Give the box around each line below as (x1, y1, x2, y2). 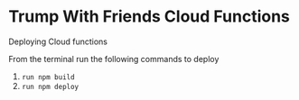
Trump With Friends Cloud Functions (8, 6, 291, 27)
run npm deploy (21, 82, 79, 91)
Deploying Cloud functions (8, 36, 107, 47)
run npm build (21, 72, 75, 82)
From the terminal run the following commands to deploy (8, 53, 220, 64)
